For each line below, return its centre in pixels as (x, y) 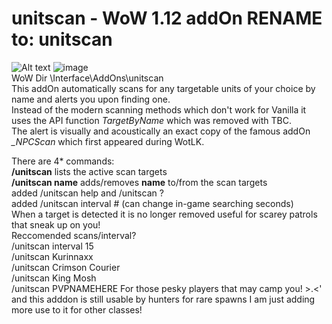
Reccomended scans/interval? (74, 235)
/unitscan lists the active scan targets (89, 171)
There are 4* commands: (63, 161)
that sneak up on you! (56, 224)
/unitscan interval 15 (52, 246)
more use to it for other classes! (77, 309)
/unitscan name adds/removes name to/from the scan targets (139, 182)
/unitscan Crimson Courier (66, 267)
